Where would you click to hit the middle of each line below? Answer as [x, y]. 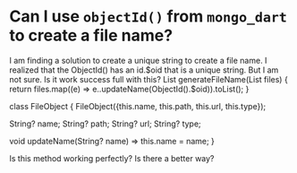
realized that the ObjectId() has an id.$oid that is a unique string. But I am [144, 70]
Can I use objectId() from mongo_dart [148, 17]
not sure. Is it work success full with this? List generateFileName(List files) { [148, 79]
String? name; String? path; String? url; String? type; [105, 124]
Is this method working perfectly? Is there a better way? [112, 158]
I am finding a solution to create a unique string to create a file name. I [138, 60]
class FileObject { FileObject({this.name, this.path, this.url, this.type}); [138, 106]
